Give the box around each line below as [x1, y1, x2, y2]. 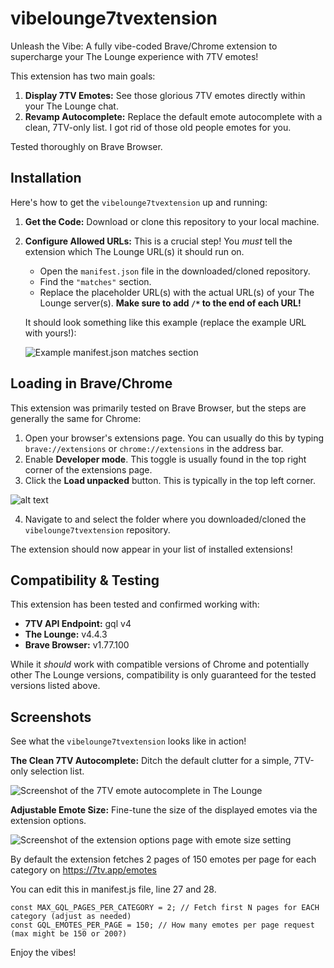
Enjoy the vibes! [10, 947, 77, 959]
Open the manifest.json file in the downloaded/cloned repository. [39, 265, 311, 277]
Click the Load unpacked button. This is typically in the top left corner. [24, 474, 316, 486]
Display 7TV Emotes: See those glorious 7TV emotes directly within [24, 89, 306, 101]
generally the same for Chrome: [10, 412, 142, 424]
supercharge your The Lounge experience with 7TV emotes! [10, 50, 259, 62]
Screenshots [10, 708, 92, 726]
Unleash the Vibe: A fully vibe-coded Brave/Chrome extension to [10, 40, 278, 52]
